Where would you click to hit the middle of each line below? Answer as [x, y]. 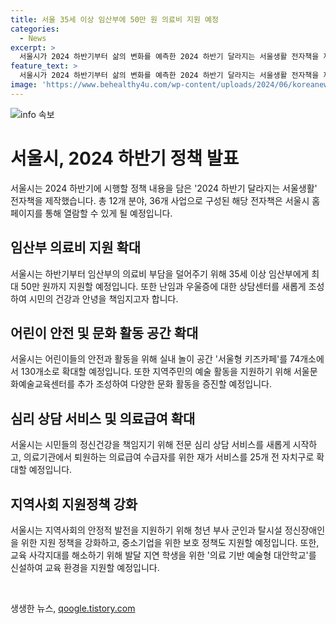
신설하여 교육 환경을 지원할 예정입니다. [85, 567]
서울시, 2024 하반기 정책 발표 [125, 158]
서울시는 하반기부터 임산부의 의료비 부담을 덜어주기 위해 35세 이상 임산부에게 [160, 273]
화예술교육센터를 [43, 384]
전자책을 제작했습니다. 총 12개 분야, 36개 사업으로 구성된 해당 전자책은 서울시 [160, 200]
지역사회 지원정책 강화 [74, 504]
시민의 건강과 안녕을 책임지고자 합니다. [103, 298]
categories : [35, 29]
